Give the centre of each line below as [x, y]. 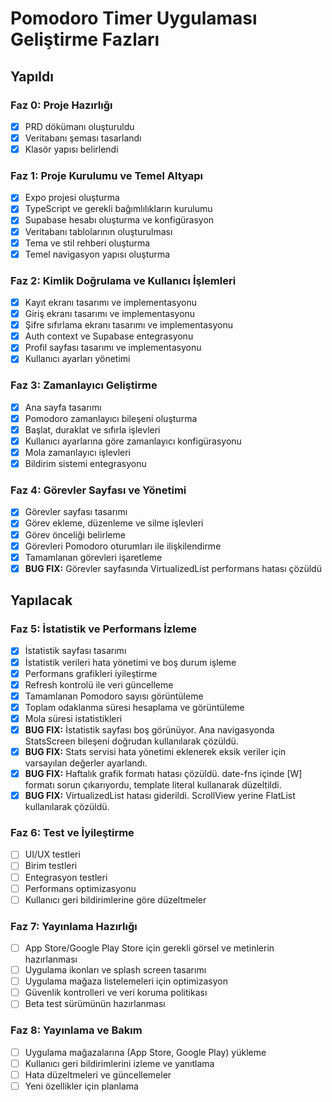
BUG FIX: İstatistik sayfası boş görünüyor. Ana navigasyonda [149, 729]
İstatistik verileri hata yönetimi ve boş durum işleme [130, 662]
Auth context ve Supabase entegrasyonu [109, 336]
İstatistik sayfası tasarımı [75, 651]
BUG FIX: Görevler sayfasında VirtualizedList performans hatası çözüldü [173, 568]
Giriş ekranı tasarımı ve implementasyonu [110, 314]
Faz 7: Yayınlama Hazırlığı [74, 926]
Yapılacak [41, 600]
